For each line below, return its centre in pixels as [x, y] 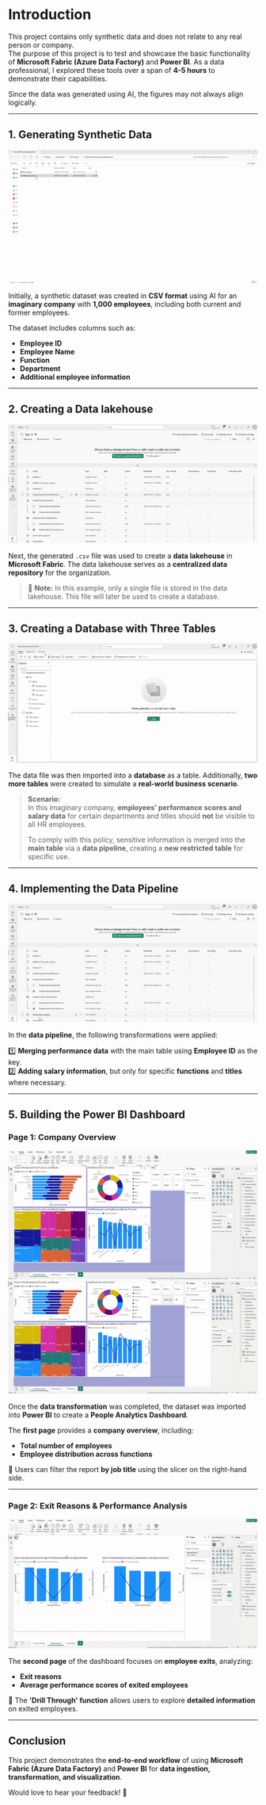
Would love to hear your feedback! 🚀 [68, 1792]
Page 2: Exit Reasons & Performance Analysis [98, 1506]
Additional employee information [75, 377]
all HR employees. [57, 824]
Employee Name [47, 351]
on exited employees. [43, 1708]
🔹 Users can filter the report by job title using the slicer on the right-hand [127, 1470]
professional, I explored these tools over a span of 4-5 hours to [112, 70]
